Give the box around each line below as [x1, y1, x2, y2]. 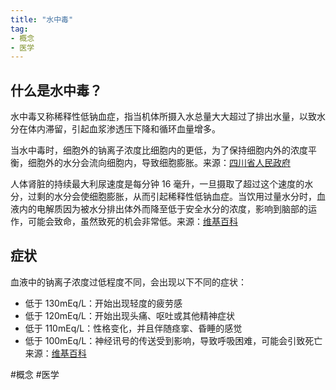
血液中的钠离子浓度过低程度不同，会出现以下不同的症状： [10, 276, 247, 288]
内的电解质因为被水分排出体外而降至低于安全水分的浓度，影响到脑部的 [18, 203, 308, 215]
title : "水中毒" [10, 14, 74, 25]
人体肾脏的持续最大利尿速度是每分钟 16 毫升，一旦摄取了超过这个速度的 [10, 178, 305, 190]
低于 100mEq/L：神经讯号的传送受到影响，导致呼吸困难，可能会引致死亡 [24, 334, 323, 346]
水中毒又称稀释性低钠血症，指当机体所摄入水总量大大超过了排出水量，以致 [10, 111, 317, 123]
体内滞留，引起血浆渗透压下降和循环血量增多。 [27, 123, 221, 135]
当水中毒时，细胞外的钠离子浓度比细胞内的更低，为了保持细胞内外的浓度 [10, 144, 308, 156]
